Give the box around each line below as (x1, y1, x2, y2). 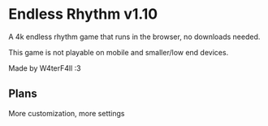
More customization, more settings (8, 108, 125, 118)
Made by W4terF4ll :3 (8, 63, 81, 73)
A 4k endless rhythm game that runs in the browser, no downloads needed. (8, 32, 261, 41)
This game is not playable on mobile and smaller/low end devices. (8, 47, 229, 57)
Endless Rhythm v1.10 (8, 5, 158, 24)
